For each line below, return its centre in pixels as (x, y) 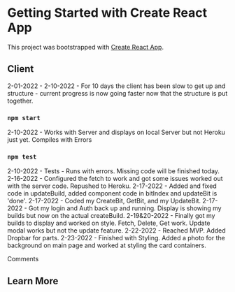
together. (20, 101)
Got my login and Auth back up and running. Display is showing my (125, 208)
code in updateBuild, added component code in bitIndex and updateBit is (112, 194)
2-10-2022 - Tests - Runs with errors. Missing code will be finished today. (114, 171)
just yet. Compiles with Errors (50, 140)
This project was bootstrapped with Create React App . (86, 47)
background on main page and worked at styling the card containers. (107, 245)
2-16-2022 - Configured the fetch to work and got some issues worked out (115, 179)
